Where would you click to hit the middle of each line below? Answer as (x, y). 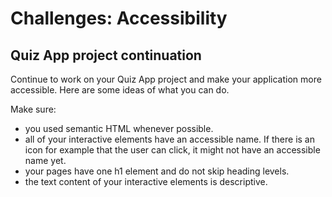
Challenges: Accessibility (119, 18)
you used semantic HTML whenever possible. (119, 128)
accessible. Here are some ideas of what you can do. (120, 90)
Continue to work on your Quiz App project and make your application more (166, 79)
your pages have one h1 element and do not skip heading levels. (157, 171)
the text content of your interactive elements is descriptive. (146, 181)
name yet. (45, 160)
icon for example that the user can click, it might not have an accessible (172, 150)
